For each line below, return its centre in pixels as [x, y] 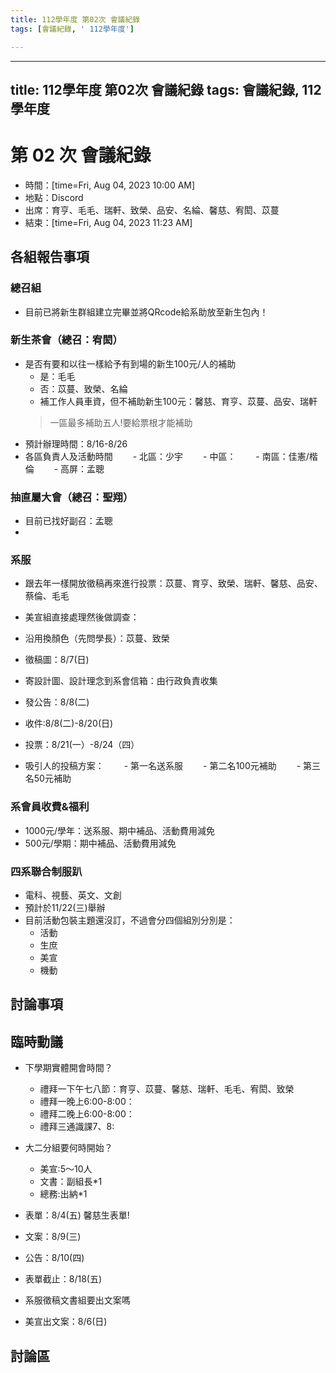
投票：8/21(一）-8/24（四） [82, 745]
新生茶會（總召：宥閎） [66, 340]
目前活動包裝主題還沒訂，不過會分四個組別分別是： [130, 920]
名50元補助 [48, 778]
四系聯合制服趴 [46, 871]
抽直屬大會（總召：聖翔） [72, 497]
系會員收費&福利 [50, 807]
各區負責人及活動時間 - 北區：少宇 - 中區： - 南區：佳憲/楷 [171, 456]
